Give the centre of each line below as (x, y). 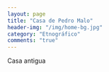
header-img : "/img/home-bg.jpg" (55, 27)
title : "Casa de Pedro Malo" (50, 21)
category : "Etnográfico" (44, 34)
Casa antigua (27, 61)
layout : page (27, 14)
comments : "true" (33, 41)
